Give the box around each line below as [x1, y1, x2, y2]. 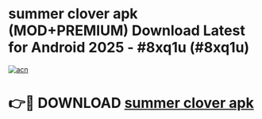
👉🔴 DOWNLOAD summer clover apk [8, 94, 254, 112]
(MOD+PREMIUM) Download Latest [8, 21, 246, 40]
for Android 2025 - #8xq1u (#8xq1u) [8, 39, 250, 56]
